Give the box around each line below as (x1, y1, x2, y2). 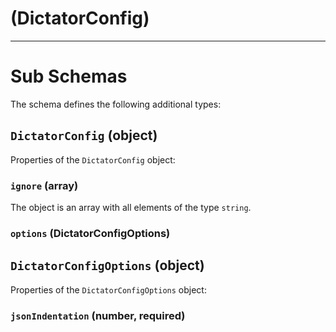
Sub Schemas (10, 65, 128, 88)
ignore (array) (10, 178, 79, 192)
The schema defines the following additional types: (10, 98, 222, 110)
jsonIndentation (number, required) (10, 308, 186, 322)
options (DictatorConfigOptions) (10, 226, 171, 240)
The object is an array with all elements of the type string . (10, 201, 252, 213)
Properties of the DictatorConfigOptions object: (10, 283, 207, 296)
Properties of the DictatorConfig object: (10, 153, 176, 166)
